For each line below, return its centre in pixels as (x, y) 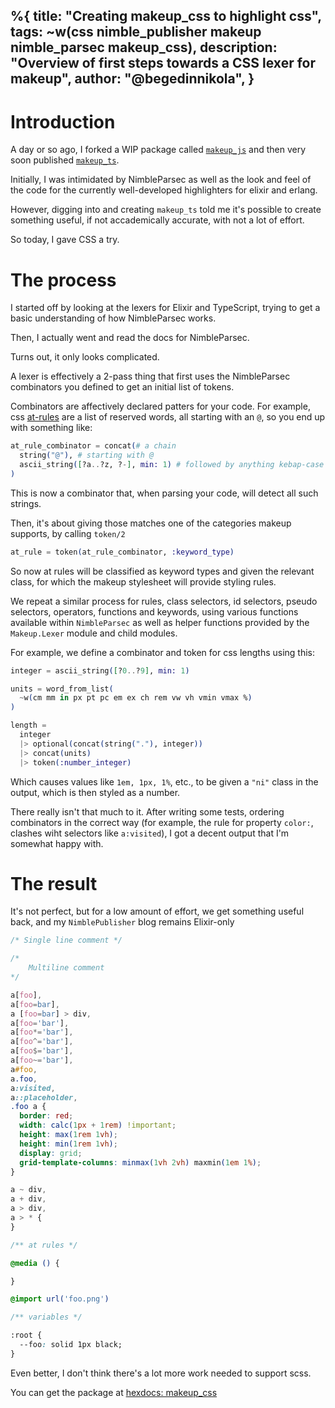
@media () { (35, 1263)
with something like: (51, 428)
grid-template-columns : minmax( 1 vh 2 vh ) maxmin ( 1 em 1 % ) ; (140, 1162)
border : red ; (46, 1116)
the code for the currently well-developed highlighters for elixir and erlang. (164, 190)
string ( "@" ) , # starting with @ (87, 455)
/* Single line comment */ (66, 940)
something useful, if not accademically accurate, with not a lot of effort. (157, 220)
